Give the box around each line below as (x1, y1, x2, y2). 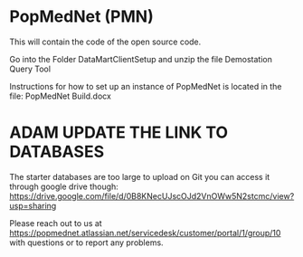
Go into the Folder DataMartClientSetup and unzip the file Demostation (9, 53, 273, 64)
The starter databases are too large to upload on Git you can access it (9, 171, 270, 182)
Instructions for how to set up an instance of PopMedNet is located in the (9, 81, 282, 91)
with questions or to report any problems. (9, 237, 165, 248)
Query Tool (9, 63, 52, 74)
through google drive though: (9, 181, 119, 192)
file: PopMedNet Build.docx (9, 90, 111, 101)
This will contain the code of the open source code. (9, 36, 202, 47)
